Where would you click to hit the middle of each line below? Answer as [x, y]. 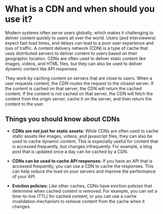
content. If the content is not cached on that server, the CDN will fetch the [79, 94]
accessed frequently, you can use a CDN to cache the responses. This [83, 166]
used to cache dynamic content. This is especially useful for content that [85, 141]
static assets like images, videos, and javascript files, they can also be [82, 136]
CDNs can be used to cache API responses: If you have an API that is [82, 161]
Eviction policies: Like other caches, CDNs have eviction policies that [82, 186]
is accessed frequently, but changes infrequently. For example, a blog [82, 146]
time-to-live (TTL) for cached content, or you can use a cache [74, 196]
